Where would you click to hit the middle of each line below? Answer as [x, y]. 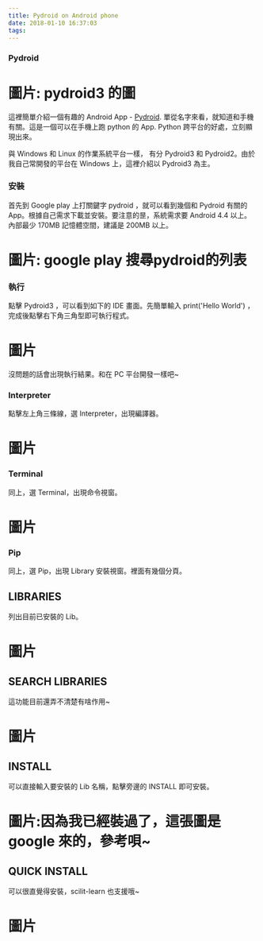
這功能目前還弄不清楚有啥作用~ [59, 702]
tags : [17, 30]
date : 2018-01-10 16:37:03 [53, 23]
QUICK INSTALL [48, 871]
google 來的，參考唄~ [80, 841]
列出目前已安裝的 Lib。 [46, 617]
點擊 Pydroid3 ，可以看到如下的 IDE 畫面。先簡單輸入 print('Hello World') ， [131, 306]
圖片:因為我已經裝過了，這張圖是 [115, 821]
